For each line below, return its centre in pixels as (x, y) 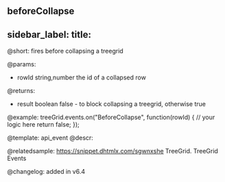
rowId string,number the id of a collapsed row (81, 77)
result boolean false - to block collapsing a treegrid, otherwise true (111, 104)
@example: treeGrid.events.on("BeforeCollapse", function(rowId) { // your (111, 117)
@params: (22, 64)
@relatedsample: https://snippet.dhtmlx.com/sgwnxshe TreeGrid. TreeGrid (113, 151)
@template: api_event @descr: (50, 138)
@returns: (21, 91)
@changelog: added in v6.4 (46, 172)
